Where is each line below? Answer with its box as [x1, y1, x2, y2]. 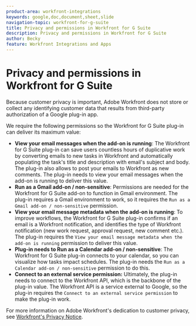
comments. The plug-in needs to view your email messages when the [14, 171, 183, 178]
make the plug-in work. [14, 296, 72, 303]
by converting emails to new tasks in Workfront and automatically [14, 152, 173, 159]
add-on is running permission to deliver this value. [14, 239, 138, 246]
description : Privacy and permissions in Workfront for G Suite [6, 30, 167, 36]
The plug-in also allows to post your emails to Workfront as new [14, 165, 169, 172]
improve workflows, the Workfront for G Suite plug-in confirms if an [14, 215, 178, 222]
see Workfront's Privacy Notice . [6, 313, 83, 320]
